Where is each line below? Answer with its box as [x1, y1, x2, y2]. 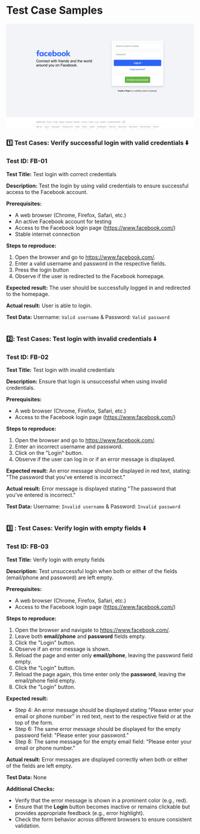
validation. [14, 822, 40, 829]
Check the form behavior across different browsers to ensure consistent [14, 816, 192, 823]
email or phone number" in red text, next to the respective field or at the [14, 713, 192, 720]
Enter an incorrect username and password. [14, 443, 123, 450]
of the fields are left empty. [6, 762, 73, 769]
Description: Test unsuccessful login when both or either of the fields [6, 567, 177, 574]
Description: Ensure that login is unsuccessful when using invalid [6, 378, 167, 385]
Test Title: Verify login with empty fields [6, 556, 105, 563]
